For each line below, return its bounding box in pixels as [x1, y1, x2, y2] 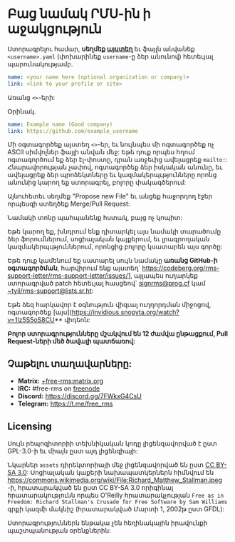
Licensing [7, 420, 52, 432]
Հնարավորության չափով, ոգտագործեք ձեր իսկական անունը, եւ [7, 163, 223, 171]
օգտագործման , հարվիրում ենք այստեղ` [7, 264, 141, 273]
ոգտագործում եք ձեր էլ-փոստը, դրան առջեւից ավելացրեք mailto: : [7, 156, 228, 164]
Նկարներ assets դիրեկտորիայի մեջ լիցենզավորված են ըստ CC [7, 461, 215, 469]
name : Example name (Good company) [7, 121, 113, 128]
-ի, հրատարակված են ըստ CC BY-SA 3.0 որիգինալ [7, 483, 174, 492]
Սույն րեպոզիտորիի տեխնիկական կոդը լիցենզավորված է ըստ [7, 439, 217, 448]
